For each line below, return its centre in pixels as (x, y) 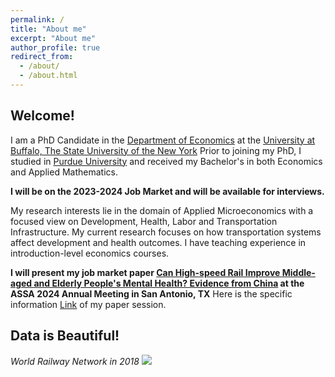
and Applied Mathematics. (64, 172)
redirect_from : (42, 57)
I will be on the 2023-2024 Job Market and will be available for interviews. (167, 191)
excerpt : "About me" (53, 38)
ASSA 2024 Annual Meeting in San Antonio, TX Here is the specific (151, 293)
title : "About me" (48, 29)
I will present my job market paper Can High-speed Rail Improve (145, 272)
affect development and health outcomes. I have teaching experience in (158, 242)
